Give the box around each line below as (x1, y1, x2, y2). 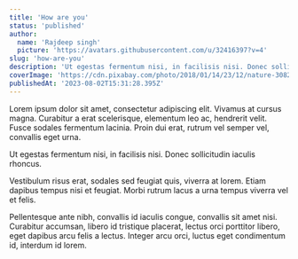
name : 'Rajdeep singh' (17, 37, 101, 47)
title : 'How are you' (9, 12, 90, 22)
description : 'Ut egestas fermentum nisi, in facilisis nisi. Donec (9, 63, 268, 72)
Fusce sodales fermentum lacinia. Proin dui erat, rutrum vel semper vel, (9, 122, 270, 133)
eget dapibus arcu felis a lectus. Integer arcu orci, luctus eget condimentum (9, 230, 286, 240)
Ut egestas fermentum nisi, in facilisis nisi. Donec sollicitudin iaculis (9, 148, 255, 160)
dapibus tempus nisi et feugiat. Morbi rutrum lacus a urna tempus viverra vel (9, 184, 288, 195)
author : (9, 29, 38, 38)
